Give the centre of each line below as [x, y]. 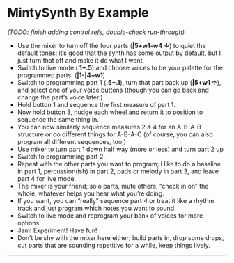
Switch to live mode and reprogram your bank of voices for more [110, 215]
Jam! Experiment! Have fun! [57, 230]
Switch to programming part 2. [61, 156]
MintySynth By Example [78, 13]
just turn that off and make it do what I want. [81, 60]
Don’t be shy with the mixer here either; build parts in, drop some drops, [120, 237]
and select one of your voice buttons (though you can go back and [113, 90]
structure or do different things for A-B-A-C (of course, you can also [115, 134]
